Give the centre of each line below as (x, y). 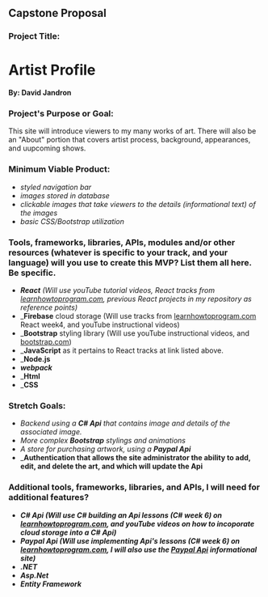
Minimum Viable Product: (59, 169)
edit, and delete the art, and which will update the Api (111, 466)
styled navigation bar (56, 187)
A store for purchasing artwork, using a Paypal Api (105, 449)
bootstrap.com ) (46, 341)
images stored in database (65, 195)
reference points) (49, 307)
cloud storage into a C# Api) (68, 532)
